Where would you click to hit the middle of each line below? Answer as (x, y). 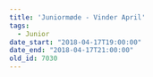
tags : (19, 26)
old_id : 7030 (34, 58)
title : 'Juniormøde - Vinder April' (77, 17)
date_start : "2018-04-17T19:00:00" (76, 42)
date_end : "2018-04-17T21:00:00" (72, 50)
